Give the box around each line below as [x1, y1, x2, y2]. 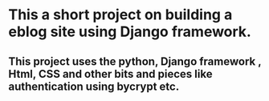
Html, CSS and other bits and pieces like [8, 67, 213, 81]
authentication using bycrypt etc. [8, 79, 180, 93]
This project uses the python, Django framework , [8, 55, 262, 68]
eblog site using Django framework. [8, 22, 251, 41]
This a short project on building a [8, 6, 233, 24]
